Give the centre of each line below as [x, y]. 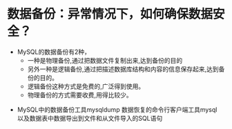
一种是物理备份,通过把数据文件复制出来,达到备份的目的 [105, 60]
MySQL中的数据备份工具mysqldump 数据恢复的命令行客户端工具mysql [117, 109]
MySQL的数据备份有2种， [54, 52]
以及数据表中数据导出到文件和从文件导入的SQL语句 [90, 118]
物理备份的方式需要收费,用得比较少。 [80, 95]
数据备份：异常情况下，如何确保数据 [110, 14]
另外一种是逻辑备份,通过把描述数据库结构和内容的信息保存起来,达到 [123, 69]
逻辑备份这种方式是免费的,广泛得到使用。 [86, 86]
